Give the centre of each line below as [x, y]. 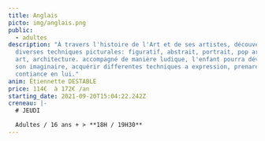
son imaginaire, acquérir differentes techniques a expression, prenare [137, 67]
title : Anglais [33, 15]
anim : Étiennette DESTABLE [52, 81]
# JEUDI [28, 111]
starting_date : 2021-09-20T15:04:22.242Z [77, 96]
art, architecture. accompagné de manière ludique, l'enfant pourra [130, 60]
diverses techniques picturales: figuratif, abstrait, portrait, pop [132, 52]
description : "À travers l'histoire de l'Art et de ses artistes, [119, 45]
